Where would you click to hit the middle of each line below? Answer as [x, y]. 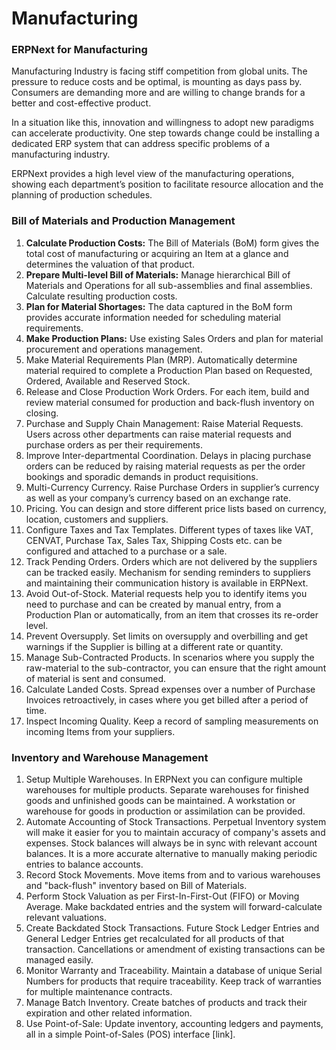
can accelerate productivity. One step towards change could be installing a [165, 133]
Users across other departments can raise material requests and [158, 434]
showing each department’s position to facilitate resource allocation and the [167, 184]
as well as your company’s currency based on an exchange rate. [158, 498]
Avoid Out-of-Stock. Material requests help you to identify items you [166, 593]
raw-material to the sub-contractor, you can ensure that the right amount [176, 668]
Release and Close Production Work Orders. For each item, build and [167, 391]
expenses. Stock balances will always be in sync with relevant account [171, 843]
